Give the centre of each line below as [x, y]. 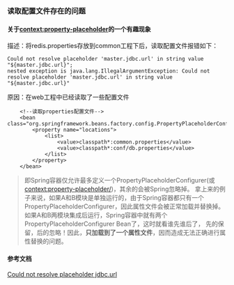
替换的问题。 [49, 241]
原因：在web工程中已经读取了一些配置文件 [68, 97]
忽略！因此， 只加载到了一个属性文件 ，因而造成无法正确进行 [134, 233]
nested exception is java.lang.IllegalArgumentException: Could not [109, 71]
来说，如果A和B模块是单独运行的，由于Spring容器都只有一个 [117, 198]
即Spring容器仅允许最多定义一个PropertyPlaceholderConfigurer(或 [119, 180]
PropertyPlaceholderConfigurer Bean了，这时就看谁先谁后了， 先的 [121, 224]
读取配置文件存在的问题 [46, 10]
